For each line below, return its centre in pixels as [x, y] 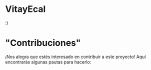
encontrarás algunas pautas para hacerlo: [48, 62]
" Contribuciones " [43, 43]
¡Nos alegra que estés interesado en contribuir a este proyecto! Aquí [75, 57]
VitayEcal [25, 9]
